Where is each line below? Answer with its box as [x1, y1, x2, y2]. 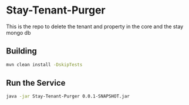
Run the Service [6, 78, 66, 88]
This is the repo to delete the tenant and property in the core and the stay [6, 23, 184, 30]
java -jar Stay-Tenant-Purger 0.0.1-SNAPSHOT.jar [6, 93, 130, 100]
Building [6, 46, 37, 56]
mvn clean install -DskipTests [6, 62, 83, 67]
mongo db [6, 29, 31, 36]
